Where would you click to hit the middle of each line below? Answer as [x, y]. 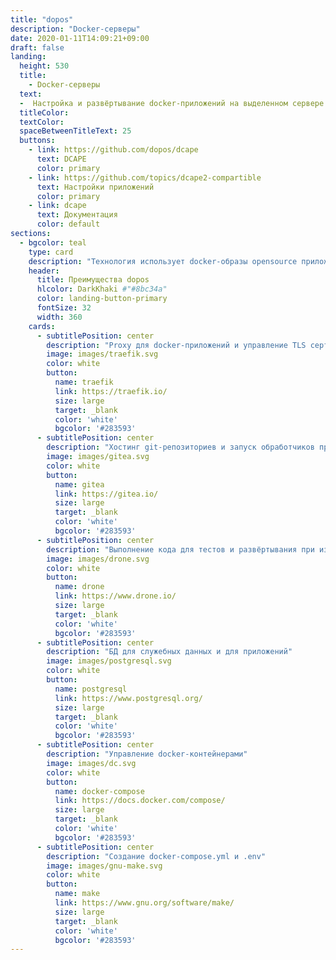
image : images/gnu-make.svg [104, 866]
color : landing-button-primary [102, 299]
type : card [51, 252]
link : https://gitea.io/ [106, 494]
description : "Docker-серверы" [75, 29]
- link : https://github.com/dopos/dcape [113, 150]
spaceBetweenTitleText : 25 [75, 131]
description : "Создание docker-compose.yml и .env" [156, 856]
